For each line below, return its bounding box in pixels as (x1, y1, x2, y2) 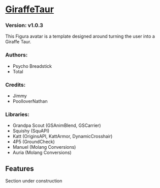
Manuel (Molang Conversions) (12, 144, 76, 150)
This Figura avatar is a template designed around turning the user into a (5, 33, 155, 39)
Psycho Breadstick (12, 63, 52, 69)
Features (5, 164, 34, 173)
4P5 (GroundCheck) (12, 139, 55, 145)
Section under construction (5, 178, 62, 184)
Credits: (5, 81, 26, 88)
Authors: (5, 51, 28, 59)
